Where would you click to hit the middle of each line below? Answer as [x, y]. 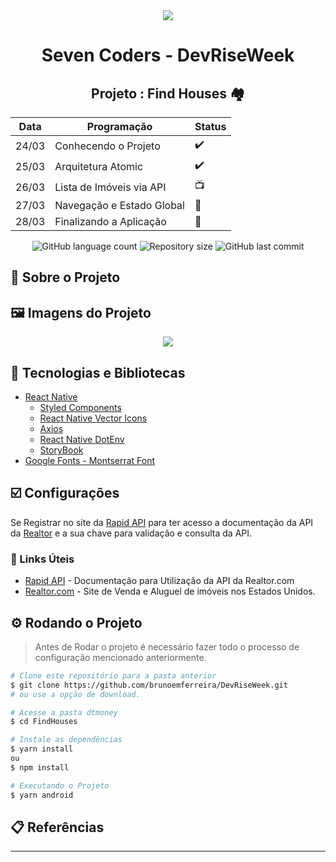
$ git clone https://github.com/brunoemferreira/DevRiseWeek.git [149, 685]
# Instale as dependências [66, 740]
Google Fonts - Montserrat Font [90, 461]
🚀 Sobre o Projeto [65, 277]
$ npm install [40, 767]
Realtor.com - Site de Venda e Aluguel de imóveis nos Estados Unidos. [170, 591]
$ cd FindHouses [44, 722]
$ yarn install [42, 749]
